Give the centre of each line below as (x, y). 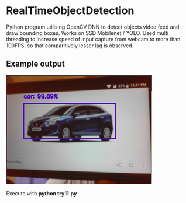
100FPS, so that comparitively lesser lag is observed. (70, 45)
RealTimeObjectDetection (70, 11)
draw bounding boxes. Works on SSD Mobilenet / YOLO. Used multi (87, 33)
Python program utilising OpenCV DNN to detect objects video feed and (93, 27)
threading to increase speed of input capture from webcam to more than (93, 39)
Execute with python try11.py (42, 193)
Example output (36, 64)
